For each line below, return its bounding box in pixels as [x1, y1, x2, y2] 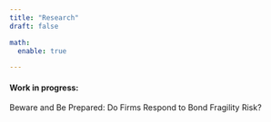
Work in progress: [9, 82, 79, 93]
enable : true [17, 46, 67, 55]
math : [9, 38, 30, 47]
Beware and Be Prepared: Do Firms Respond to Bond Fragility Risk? [9, 102, 262, 113]
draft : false [9, 22, 59, 31]
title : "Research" [9, 13, 79, 23]
